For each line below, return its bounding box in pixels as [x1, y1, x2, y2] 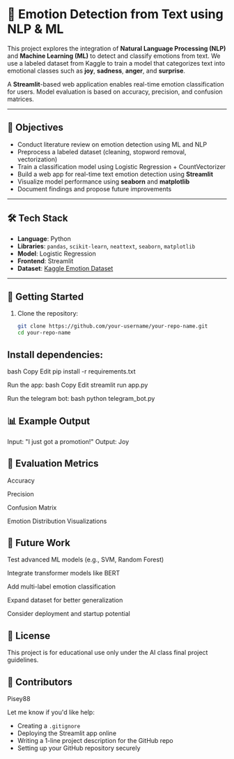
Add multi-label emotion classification [7, 582, 116, 591]
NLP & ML [7, 21, 64, 37]
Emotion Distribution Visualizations [7, 517, 107, 525]
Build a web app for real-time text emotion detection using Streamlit [17, 170, 214, 178]
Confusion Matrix [7, 503, 57, 512]
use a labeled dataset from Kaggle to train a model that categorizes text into [7, 59, 225, 67]
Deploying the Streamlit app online [17, 729, 117, 737]
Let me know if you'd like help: [7, 708, 95, 716]
